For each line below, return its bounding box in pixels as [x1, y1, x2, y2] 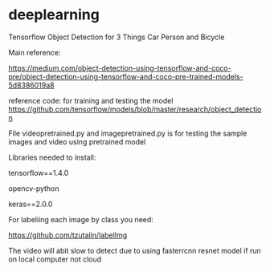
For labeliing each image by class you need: [8, 214, 154, 224]
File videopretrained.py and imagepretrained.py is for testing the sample [8, 128, 247, 138]
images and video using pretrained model [8, 136, 146, 146]
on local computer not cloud [8, 254, 102, 264]
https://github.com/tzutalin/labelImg [8, 230, 128, 240]
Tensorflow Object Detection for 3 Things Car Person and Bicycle [8, 32, 225, 42]
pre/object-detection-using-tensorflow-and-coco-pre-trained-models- [8, 71, 243, 81]
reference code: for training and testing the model [8, 95, 174, 105]
